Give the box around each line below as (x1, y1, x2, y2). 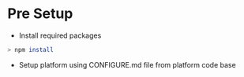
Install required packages (18, 31, 102, 40)
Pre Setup (7, 5, 73, 23)
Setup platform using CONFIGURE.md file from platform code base (18, 60, 236, 69)
